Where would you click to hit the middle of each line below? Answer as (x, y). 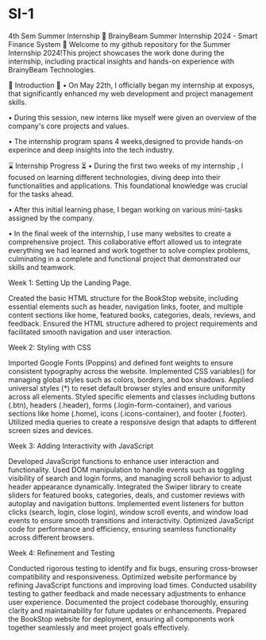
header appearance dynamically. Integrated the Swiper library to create (125, 486)
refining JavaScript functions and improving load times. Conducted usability (133, 585)
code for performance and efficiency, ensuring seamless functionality (122, 529)
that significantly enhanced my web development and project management (131, 93)
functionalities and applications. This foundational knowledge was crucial (128, 185)
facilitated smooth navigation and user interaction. (90, 332)
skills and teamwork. (42, 267)
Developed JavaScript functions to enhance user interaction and (114, 461)
